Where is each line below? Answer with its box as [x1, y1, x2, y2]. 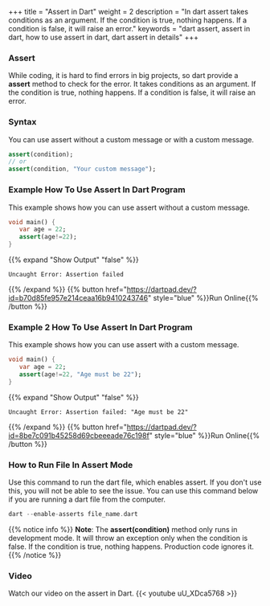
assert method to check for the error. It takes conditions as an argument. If [8, 80, 256, 89]
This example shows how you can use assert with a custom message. [8, 340, 239, 350]
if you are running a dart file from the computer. [8, 494, 166, 505]
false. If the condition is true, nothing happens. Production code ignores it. [8, 542, 255, 551]
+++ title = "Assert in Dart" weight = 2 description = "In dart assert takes [8, 7, 249, 16]
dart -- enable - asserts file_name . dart [8, 510, 138, 518]
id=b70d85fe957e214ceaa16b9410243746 [8, 293, 149, 303]
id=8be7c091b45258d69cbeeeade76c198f [8, 430, 150, 440]
